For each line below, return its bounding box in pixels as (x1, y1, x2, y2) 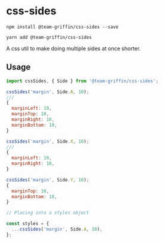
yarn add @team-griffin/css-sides (6, 34, 92, 40)
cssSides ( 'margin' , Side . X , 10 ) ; (6, 139, 89, 144)
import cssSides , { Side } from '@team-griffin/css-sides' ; (6, 78, 159, 84)
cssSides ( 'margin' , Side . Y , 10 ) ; (6, 177, 89, 183)
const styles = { (6, 221, 49, 227)
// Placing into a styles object (6, 210, 89, 216)
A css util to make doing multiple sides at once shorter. (6, 45, 141, 52)
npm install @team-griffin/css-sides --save (6, 24, 119, 30)
